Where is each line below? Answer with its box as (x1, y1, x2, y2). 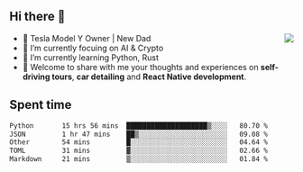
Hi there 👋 (9, 9, 66, 24)
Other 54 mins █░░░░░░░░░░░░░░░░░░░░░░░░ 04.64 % (9, 138, 269, 147)
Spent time (9, 97, 72, 113)
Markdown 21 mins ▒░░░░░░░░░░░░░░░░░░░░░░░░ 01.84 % (9, 155, 269, 164)
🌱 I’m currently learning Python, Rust (22, 51, 160, 63)
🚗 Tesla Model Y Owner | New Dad (22, 32, 151, 43)
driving (22, 71, 50, 82)
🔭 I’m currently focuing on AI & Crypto (22, 42, 164, 53)
